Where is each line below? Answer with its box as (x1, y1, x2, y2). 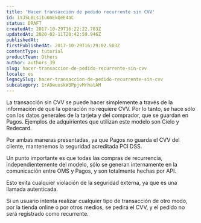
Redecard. (6, 125, 32, 131)
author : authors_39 (6, 59, 56, 65)
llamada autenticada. (6, 185, 59, 193)
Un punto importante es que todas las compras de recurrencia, (6, 155, 163, 161)
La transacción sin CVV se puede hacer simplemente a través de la (6, 99, 173, 106)
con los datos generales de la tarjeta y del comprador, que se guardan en (6, 111, 189, 119)
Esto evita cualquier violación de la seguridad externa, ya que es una (6, 179, 177, 186)
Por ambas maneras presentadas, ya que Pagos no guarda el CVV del (6, 136, 180, 143)
